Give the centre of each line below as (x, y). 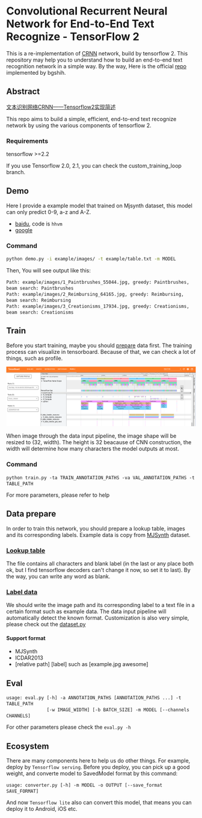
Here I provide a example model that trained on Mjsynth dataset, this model (99, 206)
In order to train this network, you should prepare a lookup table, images (96, 528)
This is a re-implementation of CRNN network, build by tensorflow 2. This (97, 53)
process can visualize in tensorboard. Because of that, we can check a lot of (101, 351)
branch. (16, 172)
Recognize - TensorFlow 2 (73, 37)
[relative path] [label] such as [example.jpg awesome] (81, 664)
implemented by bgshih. (36, 72)
